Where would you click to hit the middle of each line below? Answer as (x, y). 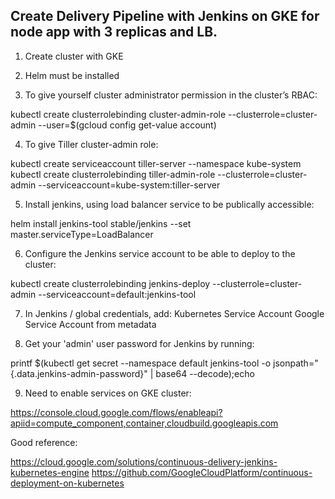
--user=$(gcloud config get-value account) (127, 125)
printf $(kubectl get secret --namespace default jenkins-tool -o (141, 363)
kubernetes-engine (50, 472)
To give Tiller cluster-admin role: (91, 144)
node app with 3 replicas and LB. (114, 32)
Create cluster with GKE (74, 56)
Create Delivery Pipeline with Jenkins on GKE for (165, 16)
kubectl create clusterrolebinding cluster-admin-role (118, 114)
